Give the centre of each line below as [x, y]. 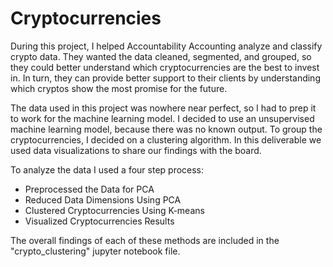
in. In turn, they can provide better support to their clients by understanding [165, 78]
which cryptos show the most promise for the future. [119, 88]
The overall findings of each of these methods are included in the [145, 240]
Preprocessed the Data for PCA [89, 189]
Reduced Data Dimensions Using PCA [103, 199]
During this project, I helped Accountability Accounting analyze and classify [166, 46]
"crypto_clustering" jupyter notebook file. [95, 251]
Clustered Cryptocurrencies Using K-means [114, 210]
